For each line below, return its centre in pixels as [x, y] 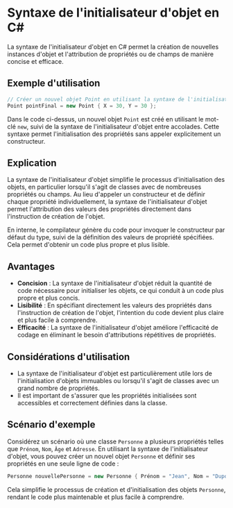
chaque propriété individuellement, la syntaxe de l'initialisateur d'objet [107, 202]
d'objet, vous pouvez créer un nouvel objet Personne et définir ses [101, 456]
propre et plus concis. [49, 298]
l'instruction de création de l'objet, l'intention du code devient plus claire [120, 313]
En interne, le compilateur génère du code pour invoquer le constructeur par [116, 230]
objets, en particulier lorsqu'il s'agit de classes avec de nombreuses [104, 187]
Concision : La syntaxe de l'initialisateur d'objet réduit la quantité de [114, 283]
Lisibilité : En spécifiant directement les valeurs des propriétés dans [114, 305]
